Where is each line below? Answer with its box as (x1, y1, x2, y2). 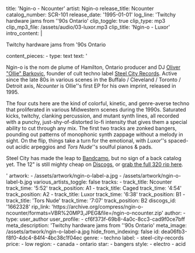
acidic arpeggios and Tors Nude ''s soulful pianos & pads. (15, 143, 153, 150)
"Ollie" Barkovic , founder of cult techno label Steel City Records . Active (6, 70, 177, 77)
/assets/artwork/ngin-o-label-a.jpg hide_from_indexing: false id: (6, 228, 160, 235)
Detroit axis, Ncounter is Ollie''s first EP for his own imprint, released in (6, 82, 176, 89)
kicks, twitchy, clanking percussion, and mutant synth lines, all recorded (6, 112, 179, 119)
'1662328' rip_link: (6, 203, 51, 210)
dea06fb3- (161, 228, 187, 235)
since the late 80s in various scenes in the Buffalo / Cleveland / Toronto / (6, 76, 181, 83)
